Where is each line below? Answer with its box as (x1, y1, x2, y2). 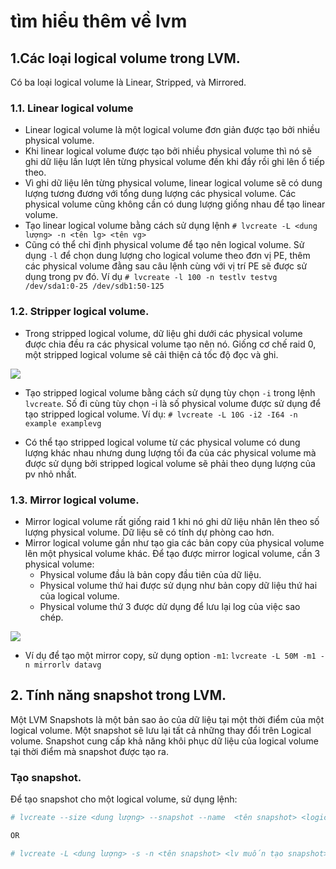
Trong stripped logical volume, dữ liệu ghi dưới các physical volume (24, 327, 303, 339)
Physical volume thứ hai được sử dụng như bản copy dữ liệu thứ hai (39, 579, 318, 591)
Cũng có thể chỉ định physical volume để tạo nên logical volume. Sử (24, 239, 305, 251)
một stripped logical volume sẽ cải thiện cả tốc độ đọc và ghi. (24, 348, 279, 360)
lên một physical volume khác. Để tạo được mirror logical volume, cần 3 (24, 547, 321, 559)
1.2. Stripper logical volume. (10, 305, 150, 319)
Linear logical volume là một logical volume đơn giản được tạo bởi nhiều (24, 124, 321, 136)
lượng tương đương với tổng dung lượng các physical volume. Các (24, 188, 297, 200)
